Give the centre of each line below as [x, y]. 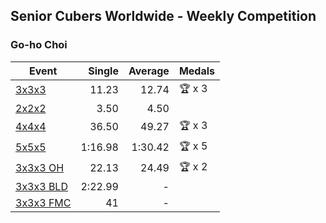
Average [149, 71]
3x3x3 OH [40, 168]
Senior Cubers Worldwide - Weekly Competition [163, 16]
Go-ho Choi [39, 45]
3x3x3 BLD [41, 186]
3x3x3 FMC [43, 202]
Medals [196, 71]
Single [103, 71]
